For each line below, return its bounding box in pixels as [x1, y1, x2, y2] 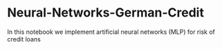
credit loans [7, 35, 41, 43]
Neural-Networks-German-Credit [7, 5, 204, 21]
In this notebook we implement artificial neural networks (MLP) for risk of [7, 28, 216, 36]
